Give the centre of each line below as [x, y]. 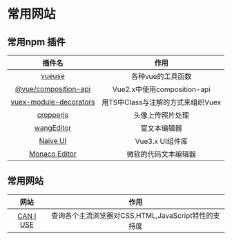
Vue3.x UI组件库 [161, 141]
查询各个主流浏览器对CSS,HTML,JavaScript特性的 [132, 215]
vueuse [52, 76]
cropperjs [53, 115]
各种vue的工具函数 [161, 76]
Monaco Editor [53, 154]
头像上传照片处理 [162, 115]
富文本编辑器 [162, 128]
